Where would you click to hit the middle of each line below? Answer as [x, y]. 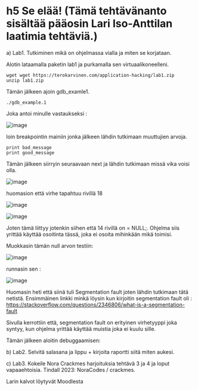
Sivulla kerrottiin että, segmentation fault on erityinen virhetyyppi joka [92, 322]
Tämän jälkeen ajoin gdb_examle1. [48, 91]
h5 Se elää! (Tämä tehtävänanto [86, 11]
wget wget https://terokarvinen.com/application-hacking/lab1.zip [90, 75]
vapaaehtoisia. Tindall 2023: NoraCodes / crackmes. [71, 370]
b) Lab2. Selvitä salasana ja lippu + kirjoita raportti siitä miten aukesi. [90, 352]
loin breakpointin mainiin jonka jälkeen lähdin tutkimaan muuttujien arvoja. [97, 136]
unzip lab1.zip [25, 80]
